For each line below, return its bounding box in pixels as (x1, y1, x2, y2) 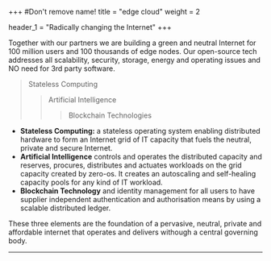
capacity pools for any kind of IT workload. (19, 177, 163, 187)
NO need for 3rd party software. (8, 64, 115, 73)
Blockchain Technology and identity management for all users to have (19, 186, 256, 196)
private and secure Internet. (19, 143, 113, 152)
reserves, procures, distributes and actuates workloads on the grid (19, 160, 242, 170)
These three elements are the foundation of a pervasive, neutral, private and (8, 219, 262, 228)
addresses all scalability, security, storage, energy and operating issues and (8, 56, 261, 64)
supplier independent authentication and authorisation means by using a (19, 195, 261, 204)
